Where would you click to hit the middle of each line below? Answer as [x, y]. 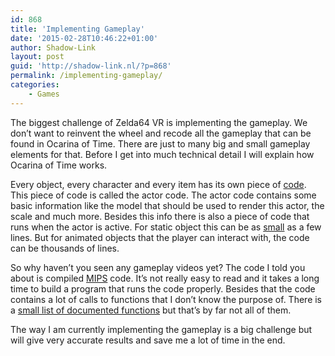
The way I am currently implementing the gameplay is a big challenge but [161, 329]
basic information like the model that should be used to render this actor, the [167, 205]
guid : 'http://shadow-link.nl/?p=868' [91, 66]
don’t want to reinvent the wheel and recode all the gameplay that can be [161, 133]
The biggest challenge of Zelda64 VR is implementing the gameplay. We [159, 122]
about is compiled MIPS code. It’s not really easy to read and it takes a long [165, 278]
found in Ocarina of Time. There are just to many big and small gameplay [160, 143]
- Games [44, 94]
